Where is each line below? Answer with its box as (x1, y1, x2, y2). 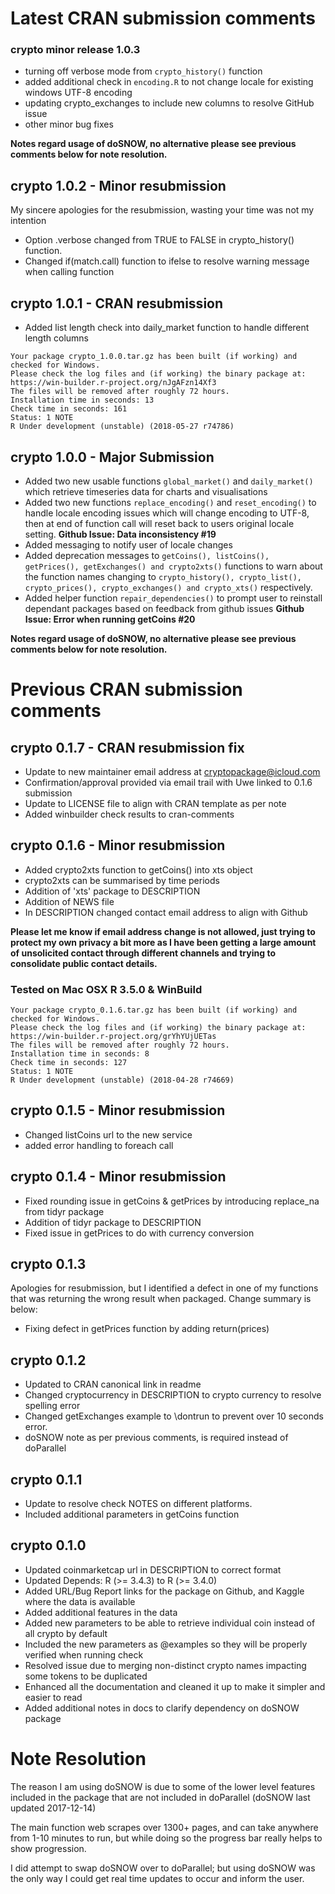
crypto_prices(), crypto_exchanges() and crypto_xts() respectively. (24, 581, 313, 593)
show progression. (10, 1842, 87, 1854)
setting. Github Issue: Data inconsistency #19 (24, 528, 217, 540)
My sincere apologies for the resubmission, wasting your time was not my (10, 204, 315, 216)
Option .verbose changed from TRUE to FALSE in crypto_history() (24, 234, 295, 246)
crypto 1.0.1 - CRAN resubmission (10, 295, 224, 312)
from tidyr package (24, 1205, 105, 1217)
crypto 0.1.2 (10, 1352, 87, 1369)
